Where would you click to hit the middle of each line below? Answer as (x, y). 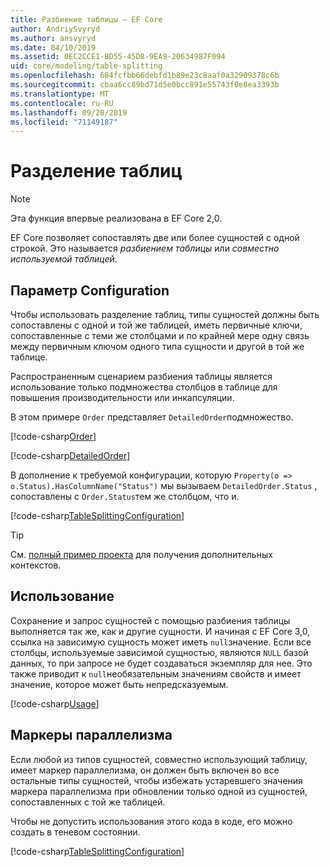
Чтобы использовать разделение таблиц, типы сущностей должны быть (165, 314)
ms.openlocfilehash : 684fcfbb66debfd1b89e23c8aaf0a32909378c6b (145, 76)
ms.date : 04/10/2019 (53, 47)
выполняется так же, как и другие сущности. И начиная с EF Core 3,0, (160, 631)
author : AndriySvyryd (55, 29)
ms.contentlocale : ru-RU (62, 103)
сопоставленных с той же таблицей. (88, 802)
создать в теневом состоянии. (75, 832)
